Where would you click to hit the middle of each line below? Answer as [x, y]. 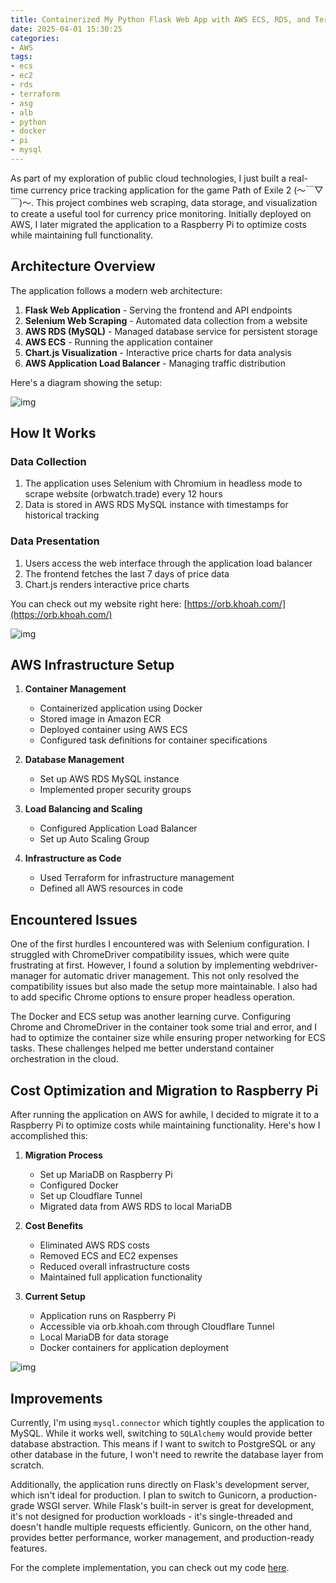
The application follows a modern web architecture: [116, 290]
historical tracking [62, 515]
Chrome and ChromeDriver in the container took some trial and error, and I [163, 1027]
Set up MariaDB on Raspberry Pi [106, 1175]
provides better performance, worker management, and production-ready [162, 1537]
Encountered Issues [74, 919]
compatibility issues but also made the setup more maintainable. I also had [164, 987]
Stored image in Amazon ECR [100, 719]
